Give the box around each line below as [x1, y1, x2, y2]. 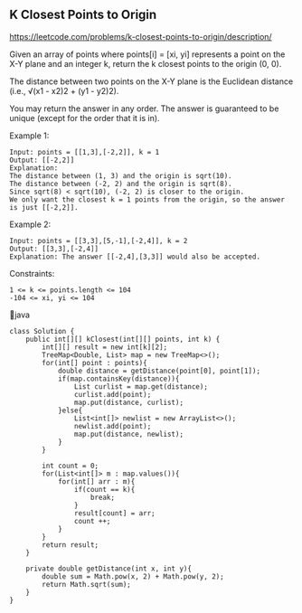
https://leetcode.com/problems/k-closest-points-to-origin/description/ [9, 31, 273, 42]
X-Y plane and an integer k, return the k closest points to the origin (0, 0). [9, 58, 282, 69]
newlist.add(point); [73, 421, 152, 430]
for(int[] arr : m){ [57, 476, 136, 486]
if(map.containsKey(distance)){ [57, 374, 180, 383]
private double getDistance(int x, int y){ [25, 564, 193, 573]
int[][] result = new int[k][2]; [42, 343, 168, 352]
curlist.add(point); [73, 390, 152, 399]
